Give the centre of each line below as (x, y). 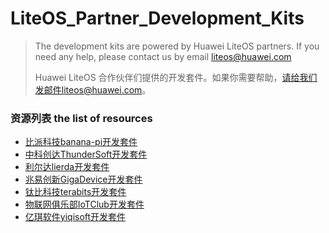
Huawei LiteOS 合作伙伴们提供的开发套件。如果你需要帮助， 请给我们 (176, 77)
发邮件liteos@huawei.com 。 (93, 89)
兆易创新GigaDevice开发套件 (83, 179)
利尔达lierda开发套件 (67, 167)
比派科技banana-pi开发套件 (81, 142)
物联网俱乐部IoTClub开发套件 (84, 204)
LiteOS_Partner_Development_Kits (157, 18)
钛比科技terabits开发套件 (75, 192)
